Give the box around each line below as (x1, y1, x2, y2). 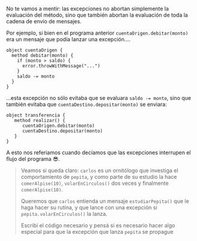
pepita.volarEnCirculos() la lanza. (20, 211, 108, 217)
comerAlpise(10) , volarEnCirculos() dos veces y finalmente (20, 179, 169, 187)
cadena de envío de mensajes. (6, 18, 82, 25)
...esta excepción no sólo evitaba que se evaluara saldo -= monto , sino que (6, 94, 192, 101)
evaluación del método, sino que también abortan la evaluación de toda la (6, 11, 189, 19)
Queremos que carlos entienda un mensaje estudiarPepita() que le (20, 197, 190, 205)
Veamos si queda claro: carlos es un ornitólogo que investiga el (20, 167, 178, 174)
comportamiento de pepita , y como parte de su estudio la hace (20, 173, 177, 180)
